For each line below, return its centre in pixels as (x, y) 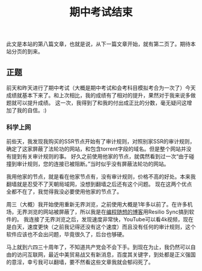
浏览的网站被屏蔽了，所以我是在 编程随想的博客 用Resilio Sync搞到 (108, 212)
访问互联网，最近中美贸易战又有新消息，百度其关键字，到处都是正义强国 (106, 255)
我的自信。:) (32, 110)
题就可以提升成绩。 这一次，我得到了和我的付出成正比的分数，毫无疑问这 (96, 103)
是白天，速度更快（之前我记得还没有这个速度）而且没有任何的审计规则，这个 (101, 227)
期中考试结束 (101, 12)
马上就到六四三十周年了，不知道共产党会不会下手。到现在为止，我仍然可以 (98, 247)
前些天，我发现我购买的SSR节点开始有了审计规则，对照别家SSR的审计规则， (101, 141)
